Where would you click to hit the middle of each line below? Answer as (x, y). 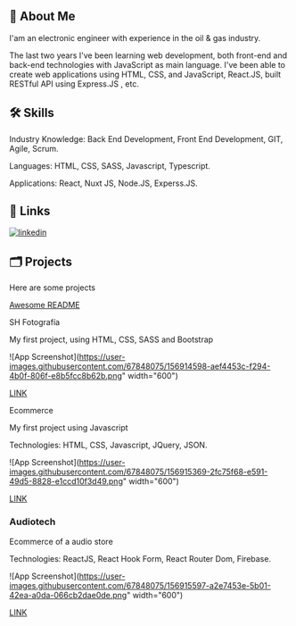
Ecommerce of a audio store (61, 541)
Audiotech (33, 522)
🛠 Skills (32, 113)
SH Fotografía (35, 322)
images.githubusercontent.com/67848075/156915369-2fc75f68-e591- (139, 472)
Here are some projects (53, 288)
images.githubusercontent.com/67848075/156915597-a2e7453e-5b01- (140, 585)
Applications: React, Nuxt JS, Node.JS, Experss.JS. (103, 183)
